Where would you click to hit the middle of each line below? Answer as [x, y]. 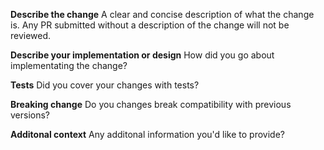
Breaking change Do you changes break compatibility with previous [151, 104]
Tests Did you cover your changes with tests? [105, 85]
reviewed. [31, 35]
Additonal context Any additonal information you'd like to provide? [147, 134]
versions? [30, 115]
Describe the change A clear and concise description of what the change [162, 14]
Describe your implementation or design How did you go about [142, 55]
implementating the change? [69, 65]
